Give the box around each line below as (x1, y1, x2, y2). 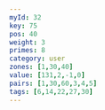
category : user (9, 54, 66, 63)
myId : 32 (9, 12, 42, 22)
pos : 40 (9, 29, 38, 38)
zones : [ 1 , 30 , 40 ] (9, 63, 74, 72)
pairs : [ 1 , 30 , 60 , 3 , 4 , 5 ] (9, 79, 98, 88)
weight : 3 (9, 37, 46, 47)
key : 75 (9, 21, 38, 30)
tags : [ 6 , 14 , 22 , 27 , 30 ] (9, 87, 93, 96)
